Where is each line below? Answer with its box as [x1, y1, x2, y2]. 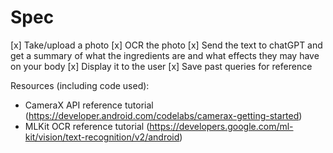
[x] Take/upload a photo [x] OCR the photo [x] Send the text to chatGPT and [10, 39, 323, 51]
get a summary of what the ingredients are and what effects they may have [10, 49, 320, 61]
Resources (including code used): [10, 79, 150, 91]
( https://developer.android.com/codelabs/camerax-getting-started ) [24, 109, 303, 121]
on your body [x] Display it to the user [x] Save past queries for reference [10, 60, 313, 72]
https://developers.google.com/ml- [149, 120, 294, 132]
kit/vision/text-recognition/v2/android [24, 131, 180, 143]
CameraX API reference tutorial [24, 99, 154, 111]
